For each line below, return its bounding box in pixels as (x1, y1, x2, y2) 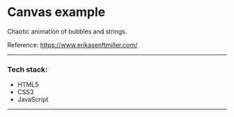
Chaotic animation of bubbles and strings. (7, 27, 127, 36)
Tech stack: (7, 64, 48, 74)
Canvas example (7, 4, 106, 20)
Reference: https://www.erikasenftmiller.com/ (7, 40, 138, 49)
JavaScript (17, 95, 49, 104)
